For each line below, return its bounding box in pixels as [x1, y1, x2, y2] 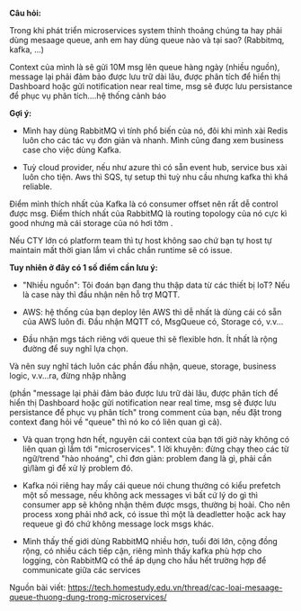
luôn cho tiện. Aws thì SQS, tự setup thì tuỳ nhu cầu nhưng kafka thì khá [22, 171, 288, 182]
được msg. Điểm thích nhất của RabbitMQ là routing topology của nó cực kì [9, 208, 288, 219]
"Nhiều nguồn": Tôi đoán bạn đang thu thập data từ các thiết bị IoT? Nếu [22, 279, 290, 290]
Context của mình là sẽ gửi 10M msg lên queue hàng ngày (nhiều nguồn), [9, 62, 280, 72]
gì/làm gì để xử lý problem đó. [22, 463, 133, 473]
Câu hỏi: [9, 8, 42, 18]
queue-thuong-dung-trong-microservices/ [9, 592, 168, 602]
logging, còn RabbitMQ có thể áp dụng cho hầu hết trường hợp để [22, 555, 267, 566]
